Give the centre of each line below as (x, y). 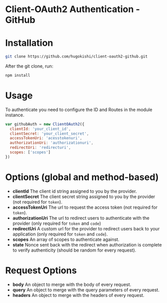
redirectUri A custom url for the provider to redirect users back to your (86, 228)
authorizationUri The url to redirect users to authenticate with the (81, 218)
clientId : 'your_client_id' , (40, 129)
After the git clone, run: (29, 66)
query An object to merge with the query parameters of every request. (86, 290)
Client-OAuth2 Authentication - (73, 9)
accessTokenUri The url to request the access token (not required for (85, 207)
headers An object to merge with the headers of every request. (78, 295)
